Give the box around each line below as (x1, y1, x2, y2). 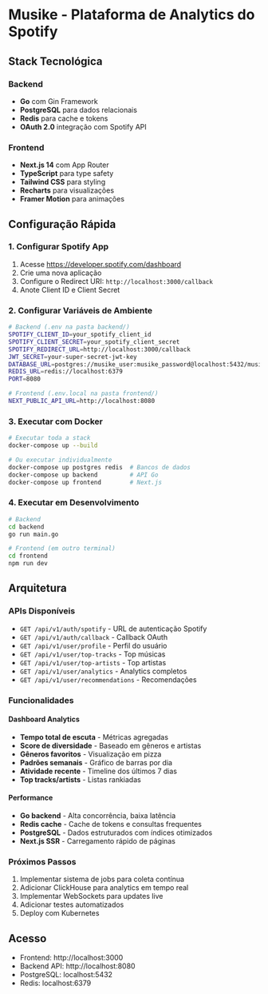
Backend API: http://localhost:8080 (19, 961, 136, 971)
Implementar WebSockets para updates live (19, 892, 164, 901)
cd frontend (8, 552, 48, 561)
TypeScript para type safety (19, 169, 114, 178)
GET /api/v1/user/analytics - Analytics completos (19, 666, 187, 676)
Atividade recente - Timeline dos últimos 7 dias (19, 766, 178, 776)
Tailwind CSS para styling (19, 178, 106, 187)
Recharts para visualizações (19, 186, 114, 195)
